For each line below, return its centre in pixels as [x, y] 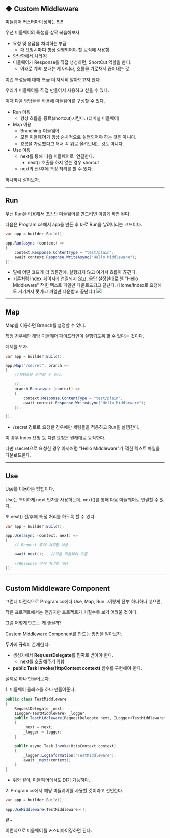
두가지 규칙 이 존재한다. [28, 645]
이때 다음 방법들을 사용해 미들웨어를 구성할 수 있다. [55, 101]
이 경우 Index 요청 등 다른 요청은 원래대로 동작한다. [55, 438]
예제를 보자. [17, 346]
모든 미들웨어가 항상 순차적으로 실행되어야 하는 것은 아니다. [78, 137]
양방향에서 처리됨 [30, 56]
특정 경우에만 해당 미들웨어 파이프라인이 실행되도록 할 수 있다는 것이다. [75, 336]
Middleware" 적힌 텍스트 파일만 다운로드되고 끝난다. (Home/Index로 [80, 285]
